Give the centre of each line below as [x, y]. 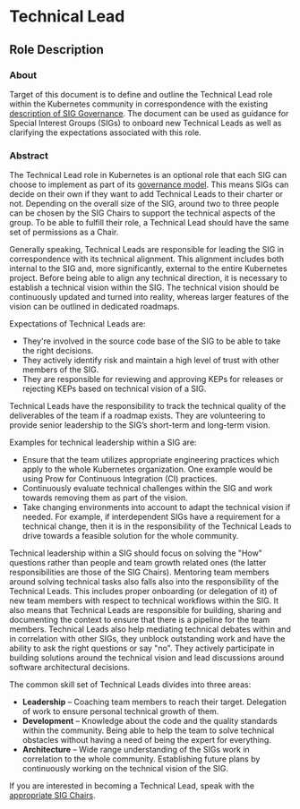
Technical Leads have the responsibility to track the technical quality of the [148, 406]
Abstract [29, 156]
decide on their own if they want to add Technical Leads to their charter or [146, 194]
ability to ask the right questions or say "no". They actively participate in [142, 648]
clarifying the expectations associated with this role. [105, 132]
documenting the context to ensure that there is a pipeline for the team [140, 620]
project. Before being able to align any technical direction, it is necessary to [149, 278]
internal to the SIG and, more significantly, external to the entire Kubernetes [149, 268]
